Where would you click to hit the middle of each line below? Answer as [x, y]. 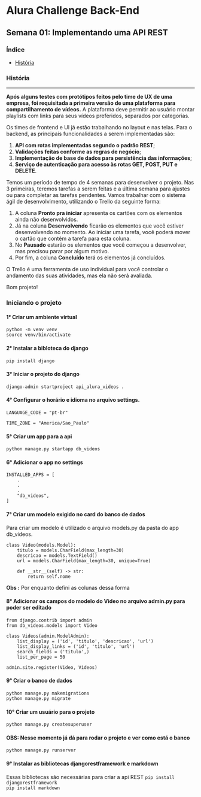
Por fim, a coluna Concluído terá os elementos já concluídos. [90, 257]
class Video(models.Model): [41, 545]
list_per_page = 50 [41, 657]
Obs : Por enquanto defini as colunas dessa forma [68, 587]
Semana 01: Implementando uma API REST [87, 33]
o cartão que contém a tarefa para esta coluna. [73, 239]
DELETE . [26, 171]
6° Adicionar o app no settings [45, 462]
